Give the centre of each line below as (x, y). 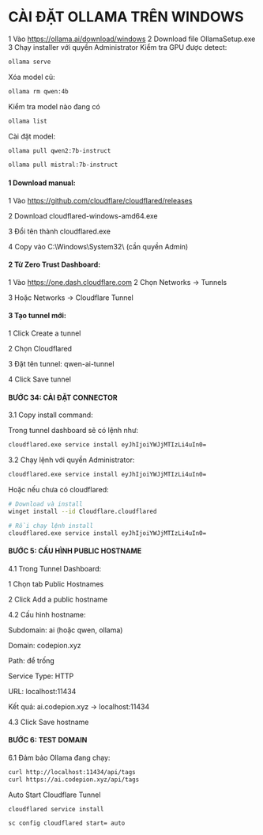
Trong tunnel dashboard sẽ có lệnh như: (73, 431)
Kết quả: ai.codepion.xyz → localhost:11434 (79, 706)
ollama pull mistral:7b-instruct (63, 165)
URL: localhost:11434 (42, 691)
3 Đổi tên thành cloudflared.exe (59, 231)
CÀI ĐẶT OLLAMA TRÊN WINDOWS (126, 17)
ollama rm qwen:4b (38, 91)
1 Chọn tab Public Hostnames (56, 584)
